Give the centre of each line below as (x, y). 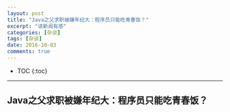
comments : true (29, 52)
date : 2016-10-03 (32, 45)
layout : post (26, 13)
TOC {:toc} (32, 71)
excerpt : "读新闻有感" (37, 26)
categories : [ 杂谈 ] (34, 32)
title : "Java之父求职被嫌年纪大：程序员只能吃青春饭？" (78, 20)
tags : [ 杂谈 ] (25, 39)
